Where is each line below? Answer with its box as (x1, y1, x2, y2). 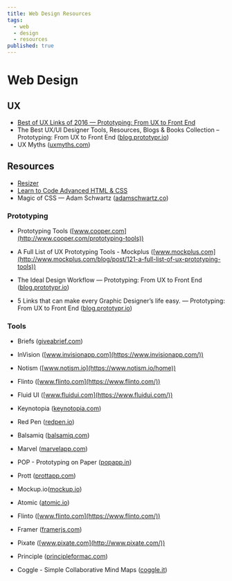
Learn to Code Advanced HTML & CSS (17, 186, 128, 194)
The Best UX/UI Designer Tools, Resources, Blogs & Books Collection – (17, 126, 220, 134)
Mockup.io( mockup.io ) (17, 485, 82, 494)
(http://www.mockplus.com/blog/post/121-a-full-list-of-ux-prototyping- (17, 255, 221, 264)
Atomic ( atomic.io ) (17, 498, 70, 507)
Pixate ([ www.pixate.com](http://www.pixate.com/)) (17, 539, 166, 547)
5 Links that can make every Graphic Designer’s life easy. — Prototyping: (17, 296, 225, 305)
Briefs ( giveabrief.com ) (17, 337, 83, 346)
